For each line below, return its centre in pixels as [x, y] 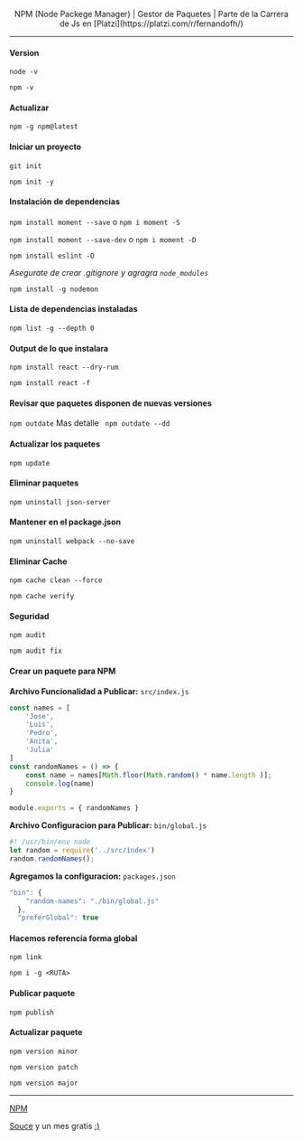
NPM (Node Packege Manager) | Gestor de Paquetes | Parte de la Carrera [151, 14]
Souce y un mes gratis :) [55, 1126]
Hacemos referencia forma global [73, 938]
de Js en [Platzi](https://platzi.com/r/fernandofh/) [151, 24]
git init [26, 166]
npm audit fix [36, 651]
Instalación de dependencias [64, 202]
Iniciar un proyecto [46, 146]
